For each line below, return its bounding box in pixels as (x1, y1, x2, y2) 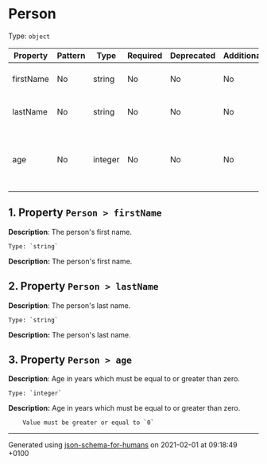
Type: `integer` (8, 389, 62, 398)
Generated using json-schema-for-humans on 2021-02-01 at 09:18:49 (8, 440, 238, 450)
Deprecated (169, 49, 216, 60)
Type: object (8, 31, 50, 41)
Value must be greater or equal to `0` (22, 419, 155, 427)
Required (126, 49, 163, 60)
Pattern (56, 49, 86, 60)
